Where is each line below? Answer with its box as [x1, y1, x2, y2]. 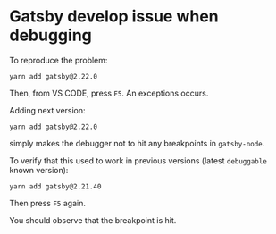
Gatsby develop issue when [9, 6, 219, 27]
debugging [9, 25, 92, 46]
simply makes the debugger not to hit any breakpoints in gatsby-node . [9, 138, 265, 148]
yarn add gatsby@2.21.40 [9, 181, 102, 191]
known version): [9, 164, 69, 175]
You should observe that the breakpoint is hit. [9, 214, 177, 225]
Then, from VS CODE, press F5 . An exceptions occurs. [9, 88, 209, 98]
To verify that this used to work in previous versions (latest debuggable [9, 155, 268, 166]
